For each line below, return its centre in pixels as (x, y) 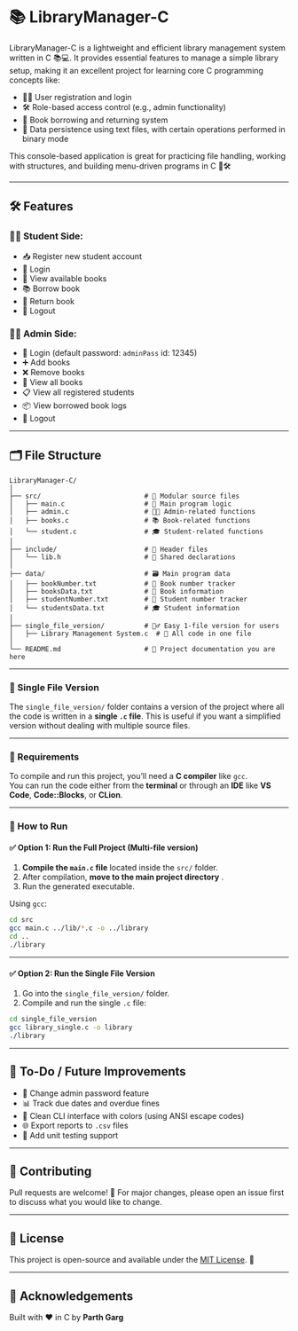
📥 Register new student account (82, 256)
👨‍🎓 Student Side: (47, 236)
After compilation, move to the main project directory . (123, 877)
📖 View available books (64, 278)
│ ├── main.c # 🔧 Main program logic (121, 504)
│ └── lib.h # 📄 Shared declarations (123, 557)
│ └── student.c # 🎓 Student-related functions (137, 532)
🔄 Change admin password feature (86, 1093)
